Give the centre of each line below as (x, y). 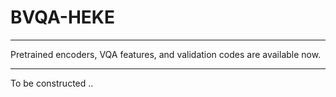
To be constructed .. (52, 83)
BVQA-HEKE (63, 17)
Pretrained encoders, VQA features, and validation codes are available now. (166, 54)
